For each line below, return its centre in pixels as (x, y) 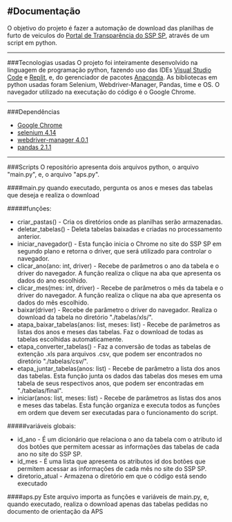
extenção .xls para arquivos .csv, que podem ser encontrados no (109, 354)
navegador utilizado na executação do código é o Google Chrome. (101, 92)
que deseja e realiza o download (54, 195)
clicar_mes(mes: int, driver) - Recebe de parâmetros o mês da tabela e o (120, 288)
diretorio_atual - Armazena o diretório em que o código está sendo (112, 476)
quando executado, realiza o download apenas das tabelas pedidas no (108, 504)
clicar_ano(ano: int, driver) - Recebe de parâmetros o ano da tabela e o (118, 266)
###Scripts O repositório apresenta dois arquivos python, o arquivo (103, 167)
